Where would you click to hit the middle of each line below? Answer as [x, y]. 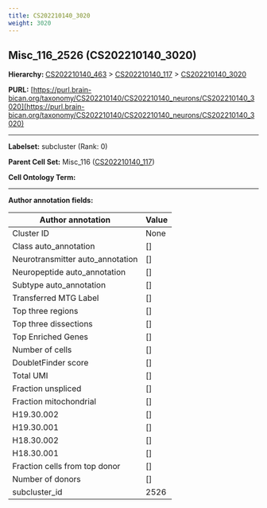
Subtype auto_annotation [59, 285]
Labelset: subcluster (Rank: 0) [58, 147]
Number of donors [46, 479]
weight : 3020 [30, 23]
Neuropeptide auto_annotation [69, 272]
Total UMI [30, 376]
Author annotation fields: [51, 201]
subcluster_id [37, 492]
